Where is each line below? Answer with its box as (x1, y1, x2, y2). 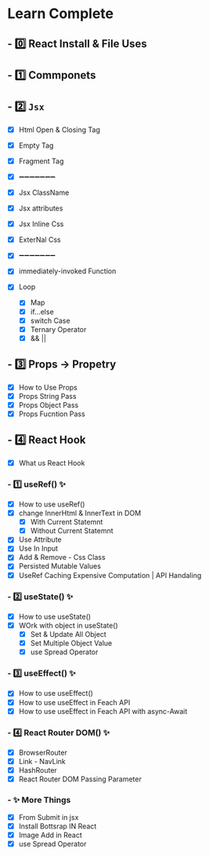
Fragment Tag (18, 156, 64, 166)
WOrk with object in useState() (18, 620, 118, 630)
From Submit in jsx (18, 812, 79, 821)
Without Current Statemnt (30, 526, 114, 536)
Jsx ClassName (18, 188, 70, 197)
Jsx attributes (18, 203, 63, 213)
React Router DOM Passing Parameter (18, 774, 142, 784)
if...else (30, 307, 54, 316)
